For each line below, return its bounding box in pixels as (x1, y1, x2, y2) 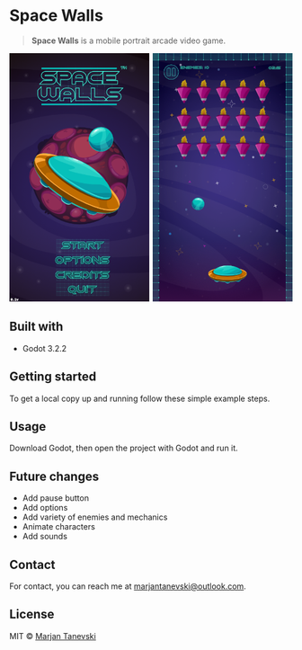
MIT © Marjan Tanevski (9, 630, 96, 641)
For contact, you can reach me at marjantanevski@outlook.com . (9, 581, 247, 592)
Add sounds (22, 531, 67, 542)
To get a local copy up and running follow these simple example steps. (9, 393, 271, 404)
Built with (9, 319, 64, 334)
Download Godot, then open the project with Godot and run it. (9, 442, 238, 454)
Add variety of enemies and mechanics (22, 512, 168, 522)
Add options (22, 503, 68, 513)
